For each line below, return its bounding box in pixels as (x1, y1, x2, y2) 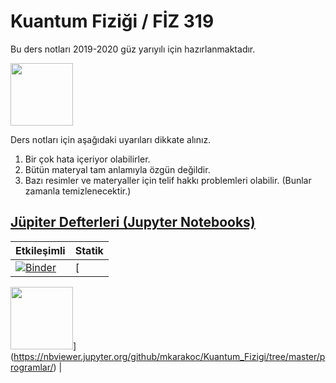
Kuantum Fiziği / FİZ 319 (10, 10, 215, 33)
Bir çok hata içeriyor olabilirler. (24, 153, 151, 165)
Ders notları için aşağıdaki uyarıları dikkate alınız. (10, 133, 212, 145)
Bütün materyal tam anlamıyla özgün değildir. (24, 163, 211, 175)
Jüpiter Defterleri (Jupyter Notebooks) (10, 214, 256, 231)
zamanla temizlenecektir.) (24, 185, 132, 197)
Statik (74, 243, 104, 257)
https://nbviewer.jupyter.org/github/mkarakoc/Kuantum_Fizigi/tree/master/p (13, 350, 326, 362)
